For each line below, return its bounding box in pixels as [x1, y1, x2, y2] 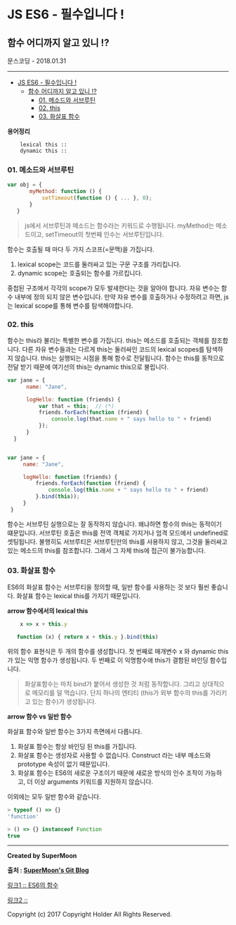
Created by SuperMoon [7, 852, 77, 860]
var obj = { [7, 181, 42, 189]
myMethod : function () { [29, 188, 102, 195]
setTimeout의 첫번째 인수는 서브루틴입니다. [45, 230, 164, 238]
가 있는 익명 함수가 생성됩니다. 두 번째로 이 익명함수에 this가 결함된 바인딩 [7, 656, 209, 664]
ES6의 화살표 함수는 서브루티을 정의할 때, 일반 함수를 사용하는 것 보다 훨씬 [7, 583, 209, 592]
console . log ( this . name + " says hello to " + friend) [48, 487, 209, 494]
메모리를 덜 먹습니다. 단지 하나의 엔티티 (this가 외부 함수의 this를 [32, 688, 209, 697]
